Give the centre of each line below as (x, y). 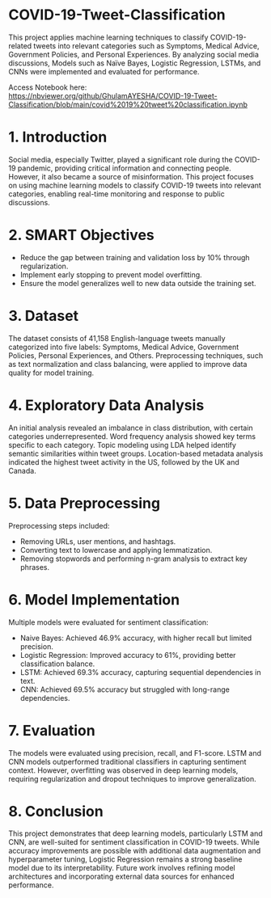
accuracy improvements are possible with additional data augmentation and (135, 851)
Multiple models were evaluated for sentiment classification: (108, 622)
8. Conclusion (56, 811)
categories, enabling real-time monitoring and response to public (116, 194)
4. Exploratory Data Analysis (106, 405)
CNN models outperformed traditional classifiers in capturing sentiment (127, 761)
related (20, 45)
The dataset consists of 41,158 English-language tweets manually (117, 338)
